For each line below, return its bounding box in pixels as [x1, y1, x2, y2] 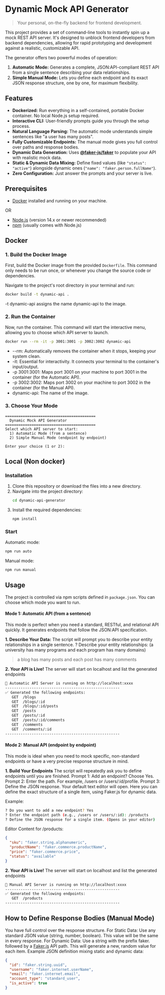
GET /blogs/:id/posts [11, 704, 58, 709]
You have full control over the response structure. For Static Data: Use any [5, 927, 156, 933]
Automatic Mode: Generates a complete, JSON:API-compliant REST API [12, 64, 159, 70]
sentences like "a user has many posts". [12, 133, 94, 139]
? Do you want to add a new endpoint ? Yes [5, 808, 94, 813]
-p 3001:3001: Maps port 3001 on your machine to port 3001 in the [12, 369, 147, 375]
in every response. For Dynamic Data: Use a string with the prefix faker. [5, 938, 150, 944]
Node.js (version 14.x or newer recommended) [12, 217, 107, 223]
